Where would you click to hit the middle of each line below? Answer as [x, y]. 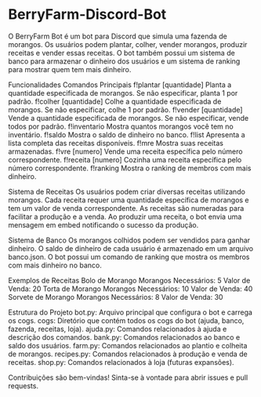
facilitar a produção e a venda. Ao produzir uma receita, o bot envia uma [125, 217]
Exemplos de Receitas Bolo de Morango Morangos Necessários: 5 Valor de [129, 280]
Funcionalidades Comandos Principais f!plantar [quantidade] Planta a [120, 85]
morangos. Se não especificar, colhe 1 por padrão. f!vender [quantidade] [125, 109]
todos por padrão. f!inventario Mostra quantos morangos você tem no [121, 126]
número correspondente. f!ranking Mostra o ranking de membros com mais [130, 168]
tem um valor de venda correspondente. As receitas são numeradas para [126, 208]
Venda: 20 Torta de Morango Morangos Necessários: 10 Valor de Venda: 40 [130, 289]
